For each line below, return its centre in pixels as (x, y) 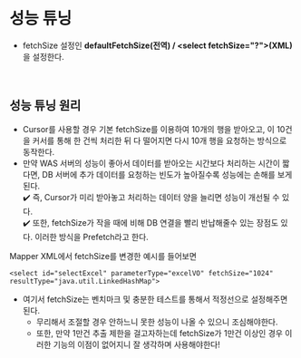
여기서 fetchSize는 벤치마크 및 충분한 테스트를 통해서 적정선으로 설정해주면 (155, 299)
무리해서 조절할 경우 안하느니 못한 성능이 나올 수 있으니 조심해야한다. (157, 322)
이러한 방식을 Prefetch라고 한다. (92, 237)
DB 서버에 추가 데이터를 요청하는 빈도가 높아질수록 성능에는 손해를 (159, 174)
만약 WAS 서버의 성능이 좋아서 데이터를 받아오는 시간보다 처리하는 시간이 (151, 163)
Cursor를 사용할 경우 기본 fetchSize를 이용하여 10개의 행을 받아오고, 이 (148, 129)
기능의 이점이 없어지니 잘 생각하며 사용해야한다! (136, 344)
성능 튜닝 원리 (45, 106)
